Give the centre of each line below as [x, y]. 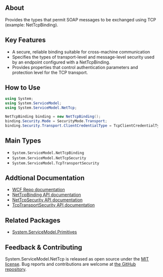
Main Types [23, 141]
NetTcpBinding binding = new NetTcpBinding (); [53, 117]
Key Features [25, 40]
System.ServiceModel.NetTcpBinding [48, 153]
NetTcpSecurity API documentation [47, 200]
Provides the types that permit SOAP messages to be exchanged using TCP [81, 19]
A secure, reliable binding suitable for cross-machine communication [81, 52]
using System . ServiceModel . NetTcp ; [41, 108]
